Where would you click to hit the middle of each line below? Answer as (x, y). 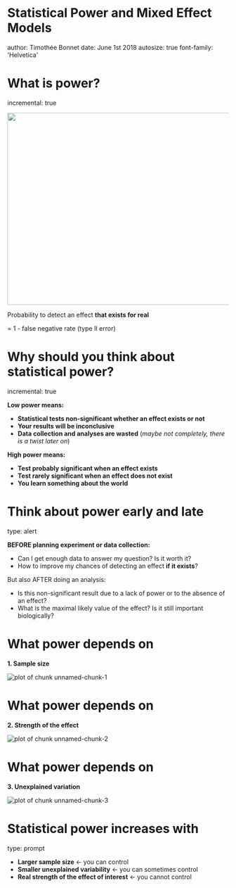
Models (29, 28)
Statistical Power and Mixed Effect (110, 13)
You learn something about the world (73, 483)
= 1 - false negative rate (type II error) (61, 328)
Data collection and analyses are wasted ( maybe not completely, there (121, 433)
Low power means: (36, 405)
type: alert (22, 531)
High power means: (37, 455)
